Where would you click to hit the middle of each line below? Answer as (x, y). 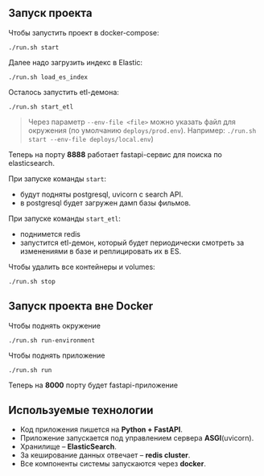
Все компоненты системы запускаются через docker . (113, 464)
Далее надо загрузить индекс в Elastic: (76, 62)
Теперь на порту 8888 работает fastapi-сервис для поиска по (115, 154)
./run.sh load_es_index (48, 77)
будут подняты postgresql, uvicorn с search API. (101, 194)
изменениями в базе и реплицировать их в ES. (101, 251)
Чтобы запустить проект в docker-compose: (84, 32)
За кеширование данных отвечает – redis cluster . (105, 455)
